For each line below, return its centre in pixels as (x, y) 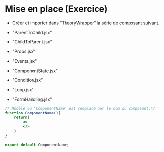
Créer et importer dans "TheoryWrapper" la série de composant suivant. (86, 23)
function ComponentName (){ (33, 113)
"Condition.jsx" (28, 80)
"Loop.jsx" (23, 89)
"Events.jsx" (25, 61)
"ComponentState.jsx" (35, 71)
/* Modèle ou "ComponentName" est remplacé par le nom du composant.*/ (80, 108)
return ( (22, 117)
